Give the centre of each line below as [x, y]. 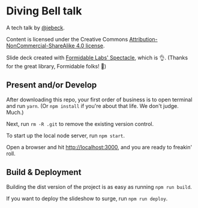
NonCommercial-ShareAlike [40, 46]
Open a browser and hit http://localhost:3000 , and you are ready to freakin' [99, 147]
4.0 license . [90, 46]
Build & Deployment [44, 172]
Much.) [15, 112]
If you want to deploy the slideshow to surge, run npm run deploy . [87, 198]
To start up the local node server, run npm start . [65, 135]
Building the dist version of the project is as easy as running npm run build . [99, 186]
